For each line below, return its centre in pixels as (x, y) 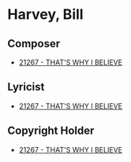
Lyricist (26, 87)
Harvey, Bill (45, 15)
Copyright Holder (51, 131)
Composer (34, 44)
